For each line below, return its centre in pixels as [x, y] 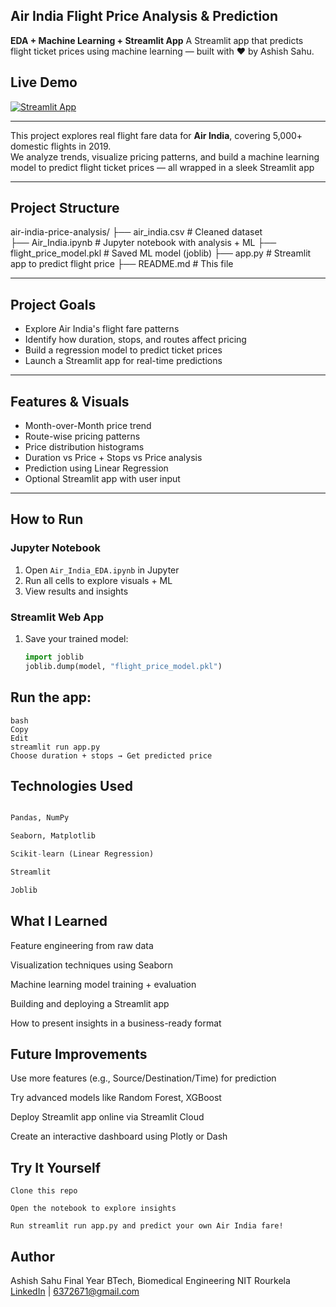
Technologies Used [71, 786]
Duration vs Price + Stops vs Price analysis [113, 458]
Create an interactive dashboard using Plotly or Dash [119, 1136]
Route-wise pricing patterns [82, 436]
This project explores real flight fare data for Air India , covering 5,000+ [156, 135]
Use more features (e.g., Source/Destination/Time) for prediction [143, 1078]
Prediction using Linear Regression [96, 468]
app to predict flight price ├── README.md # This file [122, 264]
